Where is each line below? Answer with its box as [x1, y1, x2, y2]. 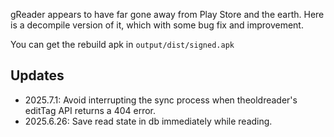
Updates [10, 67, 65, 84]
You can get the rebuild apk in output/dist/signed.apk [10, 39, 235, 50]
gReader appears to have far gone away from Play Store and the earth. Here [10, 9, 325, 20]
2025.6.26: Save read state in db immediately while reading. [24, 115, 273, 127]
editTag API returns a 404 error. [24, 104, 157, 116]
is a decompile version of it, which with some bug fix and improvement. [10, 19, 304, 31]
